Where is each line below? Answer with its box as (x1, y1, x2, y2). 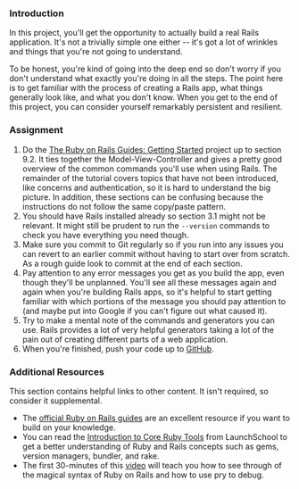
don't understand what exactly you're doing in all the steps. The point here (9, 73, 284, 84)
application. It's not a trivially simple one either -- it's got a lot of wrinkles (9, 37, 278, 47)
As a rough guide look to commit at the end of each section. (21, 258, 243, 269)
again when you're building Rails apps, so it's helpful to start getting (21, 286, 272, 297)
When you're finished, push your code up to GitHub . (21, 343, 214, 354)
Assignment (9, 124, 64, 137)
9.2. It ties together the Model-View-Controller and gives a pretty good (21, 153, 283, 164)
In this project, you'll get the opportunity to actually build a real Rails (9, 28, 260, 38)
